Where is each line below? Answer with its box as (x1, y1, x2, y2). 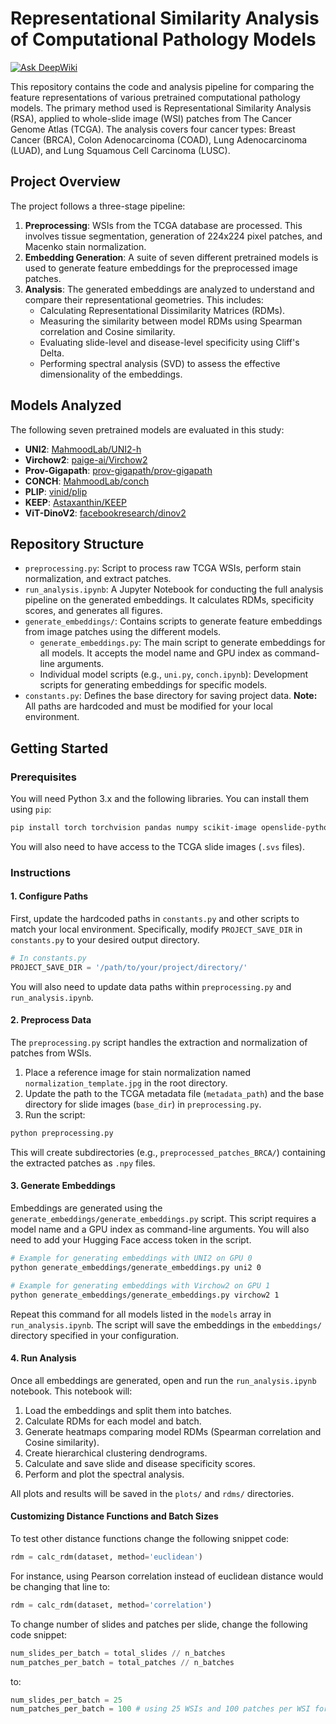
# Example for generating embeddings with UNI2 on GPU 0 (10, 1253, 253, 1264)
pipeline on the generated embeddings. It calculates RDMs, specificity (24, 594, 315, 606)
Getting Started (10, 740, 109, 757)
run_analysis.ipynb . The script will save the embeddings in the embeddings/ (10, 1318, 322, 1331)
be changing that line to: (10, 1580, 111, 1592)
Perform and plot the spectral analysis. (24, 1468, 185, 1480)
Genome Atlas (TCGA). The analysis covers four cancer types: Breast (10, 123, 296, 135)
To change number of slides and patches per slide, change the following (10, 1618, 308, 1630)
